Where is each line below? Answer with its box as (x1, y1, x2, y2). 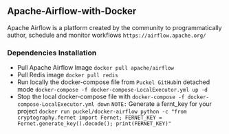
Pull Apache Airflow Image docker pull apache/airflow (17, 64, 174, 72)
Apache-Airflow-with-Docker (7, 5, 137, 17)
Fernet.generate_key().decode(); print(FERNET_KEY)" (17, 120, 172, 127)
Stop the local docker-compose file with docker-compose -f (17, 92, 185, 101)
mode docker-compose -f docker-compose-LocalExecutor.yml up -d (17, 85, 208, 94)
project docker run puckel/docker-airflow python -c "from (17, 107, 187, 116)
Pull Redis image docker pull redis (17, 71, 118, 79)
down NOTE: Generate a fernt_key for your (97, 100, 212, 108)
